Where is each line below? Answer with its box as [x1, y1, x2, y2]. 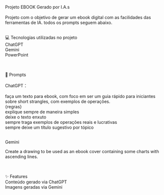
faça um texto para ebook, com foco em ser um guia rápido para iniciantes [5, 94, 156, 99]
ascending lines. [5, 154, 38, 159]
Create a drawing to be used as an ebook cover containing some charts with [5, 149, 159, 154]
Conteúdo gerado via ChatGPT [5, 179, 67, 185]
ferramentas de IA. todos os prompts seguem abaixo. [5, 19, 113, 25]
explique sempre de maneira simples [5, 109, 79, 115]
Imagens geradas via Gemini [5, 184, 63, 190]
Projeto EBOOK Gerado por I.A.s [5, 4, 70, 10]
